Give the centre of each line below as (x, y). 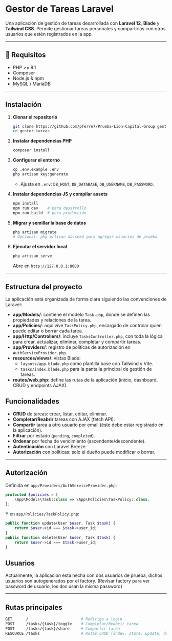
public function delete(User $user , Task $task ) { (60, 537)
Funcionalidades (33, 401)
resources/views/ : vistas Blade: (47, 358)
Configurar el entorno (36, 160)
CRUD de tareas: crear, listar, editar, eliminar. (60, 414)
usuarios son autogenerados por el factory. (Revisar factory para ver (78, 581)
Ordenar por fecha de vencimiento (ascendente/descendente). (79, 441)
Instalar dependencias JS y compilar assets (60, 194)
